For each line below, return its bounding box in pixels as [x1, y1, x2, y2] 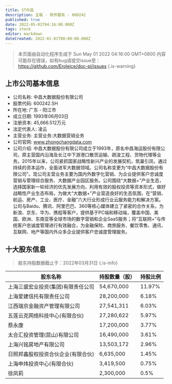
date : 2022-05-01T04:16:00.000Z [5, 22, 74, 27]
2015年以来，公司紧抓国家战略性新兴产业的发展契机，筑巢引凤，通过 [22, 158, 167, 164]
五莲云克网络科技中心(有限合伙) [8, 312, 84, 319]
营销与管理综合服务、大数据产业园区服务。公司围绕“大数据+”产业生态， [12, 177, 164, 183]
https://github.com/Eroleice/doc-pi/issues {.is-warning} [17, 63, 136, 69]
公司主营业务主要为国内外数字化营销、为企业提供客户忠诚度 [37, 170, 163, 177]
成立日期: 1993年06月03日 [12, 113, 69, 119]
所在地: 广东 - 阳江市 [12, 106, 56, 113]
